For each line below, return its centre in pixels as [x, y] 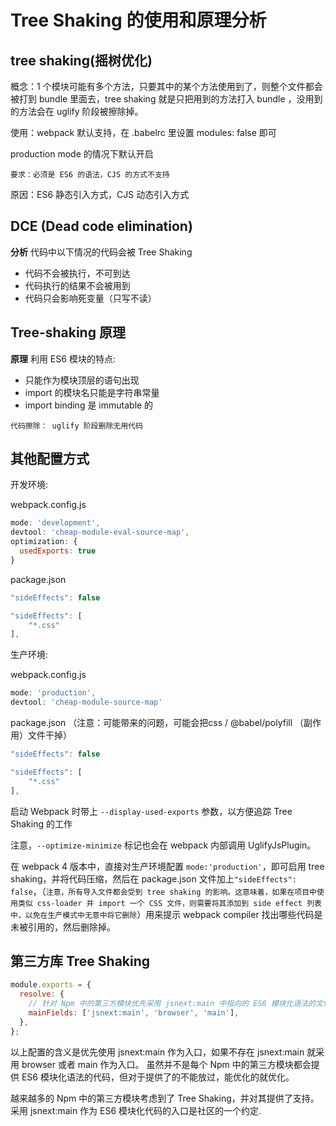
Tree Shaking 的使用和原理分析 [138, 20]
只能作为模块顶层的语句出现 [82, 380]
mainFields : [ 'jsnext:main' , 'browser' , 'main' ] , [134, 1013]
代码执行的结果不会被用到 [77, 285]
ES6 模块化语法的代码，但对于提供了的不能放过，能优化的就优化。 [158, 1077]
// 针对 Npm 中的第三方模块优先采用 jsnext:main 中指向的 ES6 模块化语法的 [172, 1004]
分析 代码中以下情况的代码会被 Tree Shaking [101, 252]
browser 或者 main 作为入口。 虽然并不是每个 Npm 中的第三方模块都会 [166, 1064]
